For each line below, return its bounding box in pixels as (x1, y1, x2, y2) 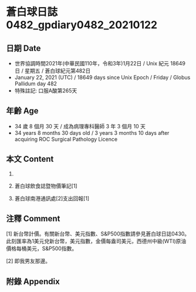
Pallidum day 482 (14, 80, 58, 87)
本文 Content (6, 154, 54, 164)
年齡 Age (6, 106, 39, 116)
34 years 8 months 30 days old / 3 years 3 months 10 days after (14, 129, 170, 136)
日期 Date (6, 43, 41, 53)
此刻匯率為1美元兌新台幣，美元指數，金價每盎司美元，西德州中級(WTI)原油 (6, 238, 187, 245)
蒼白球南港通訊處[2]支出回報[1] (14, 195, 90, 202)
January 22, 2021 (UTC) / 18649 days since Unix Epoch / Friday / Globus (14, 74, 191, 81)
